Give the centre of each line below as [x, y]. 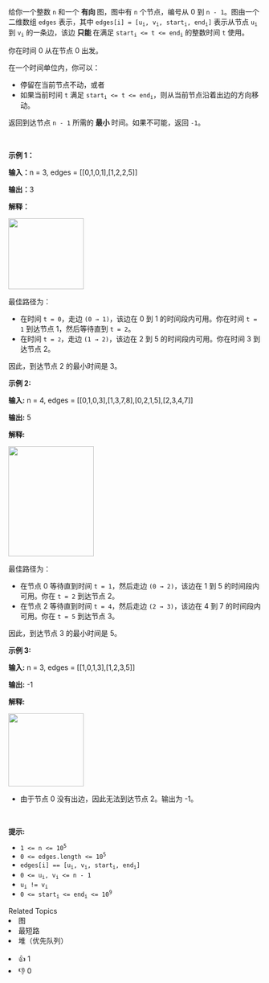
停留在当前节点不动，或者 [62, 85]
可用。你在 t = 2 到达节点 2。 [69, 596]
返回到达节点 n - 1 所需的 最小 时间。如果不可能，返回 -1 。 [107, 122]
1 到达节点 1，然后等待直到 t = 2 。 [77, 329]
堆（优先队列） [43, 940]
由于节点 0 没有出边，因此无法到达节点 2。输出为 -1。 [109, 799]
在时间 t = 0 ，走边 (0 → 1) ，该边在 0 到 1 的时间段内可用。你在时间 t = [139, 319]
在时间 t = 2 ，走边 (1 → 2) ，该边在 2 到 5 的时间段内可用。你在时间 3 [135, 339]
